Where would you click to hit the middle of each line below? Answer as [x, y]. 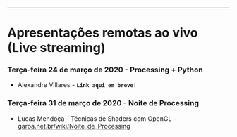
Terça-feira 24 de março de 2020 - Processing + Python [105, 70]
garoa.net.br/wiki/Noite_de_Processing [74, 126]
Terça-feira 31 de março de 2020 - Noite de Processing [103, 103]
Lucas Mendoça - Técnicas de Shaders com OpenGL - [97, 118]
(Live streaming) [56, 48]
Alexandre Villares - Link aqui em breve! [77, 85]
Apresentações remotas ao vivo [103, 33]
